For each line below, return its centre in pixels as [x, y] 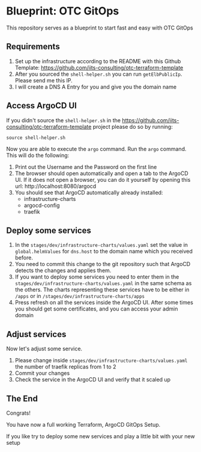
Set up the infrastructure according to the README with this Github [98, 61]
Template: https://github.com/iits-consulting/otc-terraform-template [99, 67]
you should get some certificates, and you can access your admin [96, 309]
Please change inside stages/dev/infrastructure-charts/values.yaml [101, 361]
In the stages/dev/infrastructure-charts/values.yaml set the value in [101, 245]
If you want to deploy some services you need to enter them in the [97, 277]
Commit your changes [42, 373]
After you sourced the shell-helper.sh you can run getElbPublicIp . [98, 74]
